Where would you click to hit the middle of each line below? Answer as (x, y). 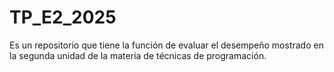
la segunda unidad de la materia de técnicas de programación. (138, 55)
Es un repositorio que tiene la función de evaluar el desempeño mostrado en (166, 45)
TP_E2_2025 (63, 17)
